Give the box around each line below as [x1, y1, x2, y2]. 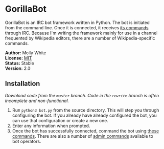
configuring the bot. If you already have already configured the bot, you [12, 112, 157, 118]
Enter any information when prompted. [12, 123, 91, 128]
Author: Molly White [5, 50, 47, 56]
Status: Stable [5, 60, 34, 66]
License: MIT [5, 55, 32, 61]
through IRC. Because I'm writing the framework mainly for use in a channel [5, 30, 158, 36]
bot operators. [12, 138, 42, 144]
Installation [5, 80, 40, 88]
